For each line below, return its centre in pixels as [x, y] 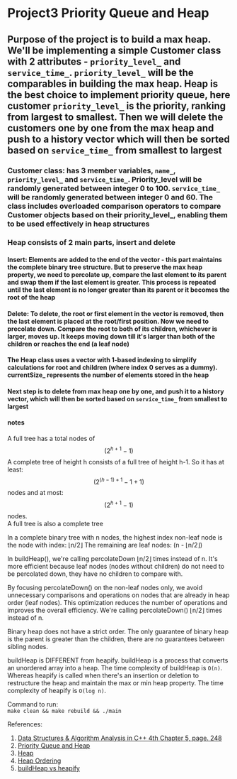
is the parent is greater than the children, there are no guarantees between [116, 639]
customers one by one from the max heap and [111, 128]
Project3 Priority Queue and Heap [108, 13]
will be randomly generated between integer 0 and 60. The [110, 197]
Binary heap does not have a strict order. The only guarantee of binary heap [118, 631]
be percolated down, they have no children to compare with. [95, 574]
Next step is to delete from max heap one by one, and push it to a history [116, 391]
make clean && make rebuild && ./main [64, 711]
